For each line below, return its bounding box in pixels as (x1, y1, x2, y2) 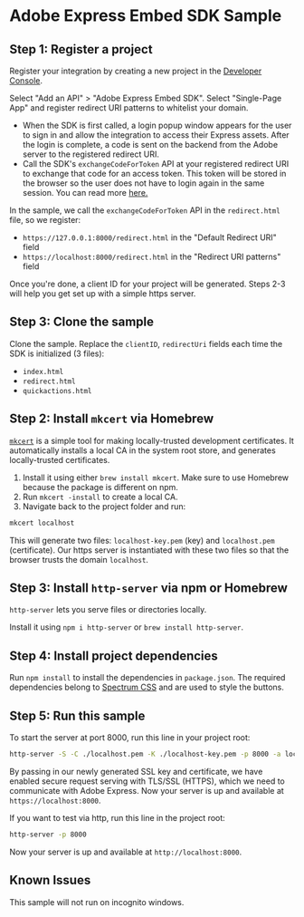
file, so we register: (9, 215, 81, 225)
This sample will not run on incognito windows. (9, 896, 185, 907)
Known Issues (9, 873, 91, 888)
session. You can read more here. (22, 188, 148, 198)
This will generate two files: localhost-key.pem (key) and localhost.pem (9, 535, 275, 545)
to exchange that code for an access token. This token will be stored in (22, 169, 287, 179)
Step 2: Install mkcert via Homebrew (9, 411, 214, 427)
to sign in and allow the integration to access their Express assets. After (22, 130, 290, 140)
